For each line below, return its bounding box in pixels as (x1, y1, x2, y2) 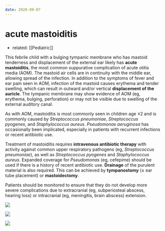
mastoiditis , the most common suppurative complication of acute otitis (5, 64, 149, 70)
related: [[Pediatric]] (12, 45, 53, 51)
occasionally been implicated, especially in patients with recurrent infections (5, 126, 161, 132)
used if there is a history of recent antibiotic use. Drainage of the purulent (5, 162, 155, 168)
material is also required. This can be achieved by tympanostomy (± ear (5, 167, 153, 173)
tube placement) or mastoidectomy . (5, 173, 79, 178)
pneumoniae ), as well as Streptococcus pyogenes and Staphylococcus (5, 151, 149, 157)
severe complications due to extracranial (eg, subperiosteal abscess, (5, 187, 145, 193)
